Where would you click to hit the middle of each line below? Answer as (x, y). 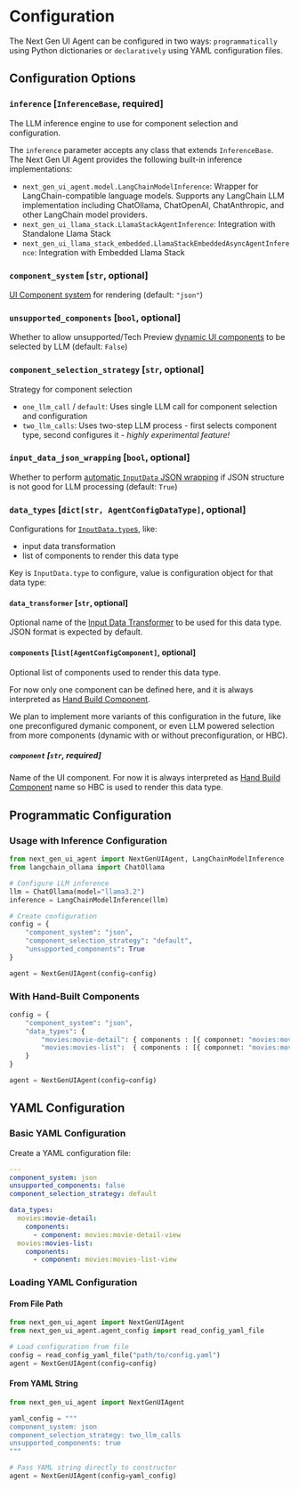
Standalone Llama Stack (66, 233)
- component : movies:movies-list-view (105, 1260)
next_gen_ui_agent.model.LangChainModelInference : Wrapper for (140, 186)
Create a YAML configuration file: (70, 1153)
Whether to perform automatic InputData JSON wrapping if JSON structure (147, 477)
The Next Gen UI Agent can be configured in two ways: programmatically (143, 41)
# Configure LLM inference (59, 883)
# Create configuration (53, 916)
